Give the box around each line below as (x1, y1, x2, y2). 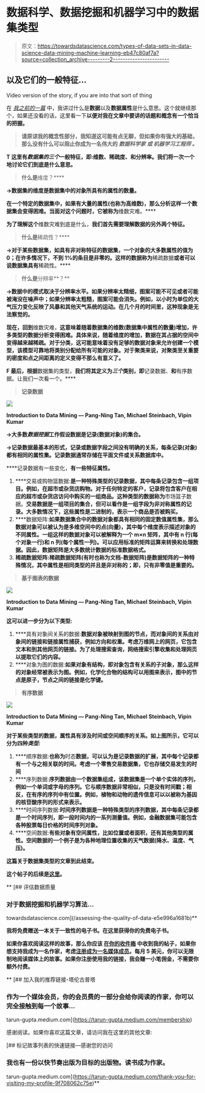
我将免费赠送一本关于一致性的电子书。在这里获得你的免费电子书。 (6, 927, 172, 935)
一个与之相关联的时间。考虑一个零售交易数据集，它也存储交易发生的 (20, 760, 192, 768)
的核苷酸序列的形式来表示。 (15, 798, 85, 806)
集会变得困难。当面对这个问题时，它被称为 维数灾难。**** (11, 207, 157, 215)
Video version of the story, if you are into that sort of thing (6, 91, 153, 98)
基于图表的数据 (21, 574, 59, 582)
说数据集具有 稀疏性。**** (6, 261, 71, 269)
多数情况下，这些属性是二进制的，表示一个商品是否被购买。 (31, 508, 181, 515)
